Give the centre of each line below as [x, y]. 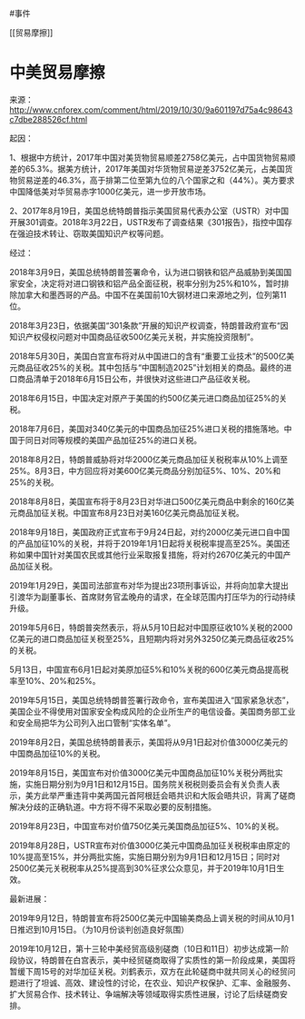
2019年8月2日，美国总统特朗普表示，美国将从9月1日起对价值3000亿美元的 [149, 742]
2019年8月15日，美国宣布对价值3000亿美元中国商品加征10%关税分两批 [142, 772]
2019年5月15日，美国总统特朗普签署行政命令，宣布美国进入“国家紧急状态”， [152, 700]
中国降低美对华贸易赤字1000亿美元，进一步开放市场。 [110, 191]
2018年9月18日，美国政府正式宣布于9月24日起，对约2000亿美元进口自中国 [150, 532]
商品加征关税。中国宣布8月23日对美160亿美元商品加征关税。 [131, 512]
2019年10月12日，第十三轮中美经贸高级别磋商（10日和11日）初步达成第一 [145, 948]
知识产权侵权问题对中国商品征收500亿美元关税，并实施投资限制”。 [134, 336]
